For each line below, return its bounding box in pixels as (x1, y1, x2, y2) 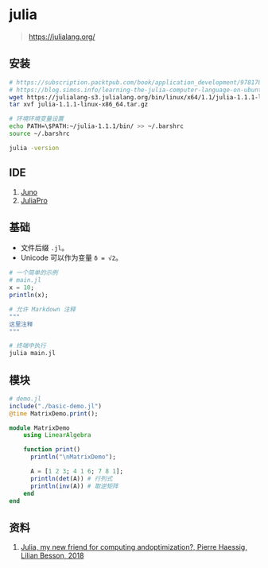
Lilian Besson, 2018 (20, 551, 84, 561)
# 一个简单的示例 (9, 269, 58, 277)
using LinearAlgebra (23, 431, 91, 439)
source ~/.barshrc (9, 129, 70, 137)
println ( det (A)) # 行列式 (29, 474, 113, 482)
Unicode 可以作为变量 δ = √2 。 (20, 253, 122, 263)
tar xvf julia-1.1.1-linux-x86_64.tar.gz (9, 101, 149, 109)
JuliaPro (20, 195, 49, 205)
